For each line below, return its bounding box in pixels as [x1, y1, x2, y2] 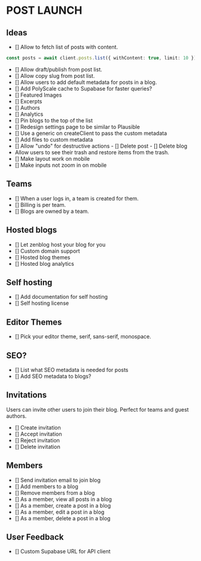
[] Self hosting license [14, 299, 69, 307]
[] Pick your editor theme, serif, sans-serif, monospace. [14, 333, 151, 340]
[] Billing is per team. [14, 201, 66, 208]
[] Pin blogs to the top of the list [14, 116, 93, 124]
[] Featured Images [14, 91, 62, 98]
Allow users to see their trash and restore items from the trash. [14, 148, 169, 156]
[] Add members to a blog [14, 482, 79, 490]
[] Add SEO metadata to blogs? [14, 373, 92, 380]
